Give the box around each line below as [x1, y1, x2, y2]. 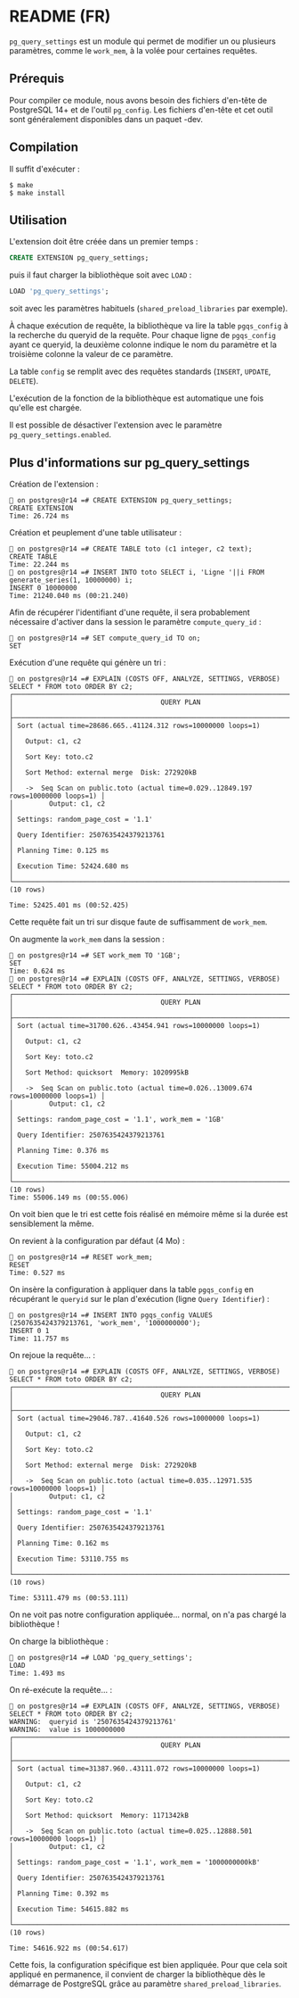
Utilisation [9, 212, 68, 228]
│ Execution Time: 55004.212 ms [9, 1162, 129, 1171]
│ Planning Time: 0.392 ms [9, 1889, 109, 1898]
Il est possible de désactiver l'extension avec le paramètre [9, 419, 222, 430]
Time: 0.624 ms [9, 966, 66, 975]
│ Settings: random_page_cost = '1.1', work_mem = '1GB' [9, 1115, 225, 1123]
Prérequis [9, 71, 65, 87]
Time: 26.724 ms [9, 511, 69, 520]
